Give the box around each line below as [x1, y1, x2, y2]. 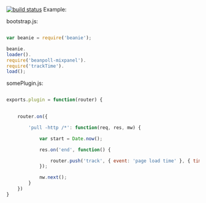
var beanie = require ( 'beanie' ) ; [6, 35, 92, 41]
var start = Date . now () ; [39, 135, 103, 142]
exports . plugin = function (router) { [6, 97, 103, 103]
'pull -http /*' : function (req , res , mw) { [28, 124, 141, 131]
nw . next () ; [39, 174, 67, 180]
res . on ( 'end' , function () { [39, 147, 112, 153]
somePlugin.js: [6, 79, 44, 87]
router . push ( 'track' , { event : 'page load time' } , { [50, 158, 191, 164]
